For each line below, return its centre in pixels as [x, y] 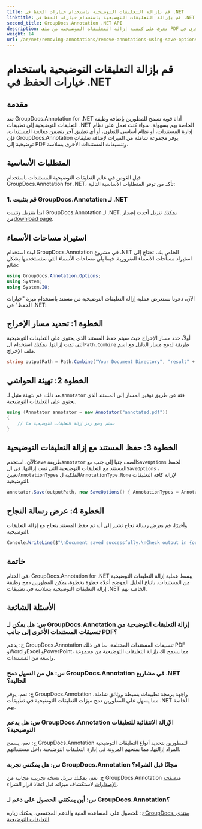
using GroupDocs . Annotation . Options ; [54, 276]
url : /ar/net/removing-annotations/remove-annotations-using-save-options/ [103, 40]
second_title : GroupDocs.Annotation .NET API [64, 23]
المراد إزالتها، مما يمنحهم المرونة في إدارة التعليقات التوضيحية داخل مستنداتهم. [94, 749]
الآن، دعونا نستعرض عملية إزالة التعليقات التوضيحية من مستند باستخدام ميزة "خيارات [101, 298]
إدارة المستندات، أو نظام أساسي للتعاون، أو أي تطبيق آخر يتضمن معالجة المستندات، [100, 131]
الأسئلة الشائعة [31, 607]
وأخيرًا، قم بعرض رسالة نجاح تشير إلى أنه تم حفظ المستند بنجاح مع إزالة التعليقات [97, 525]
